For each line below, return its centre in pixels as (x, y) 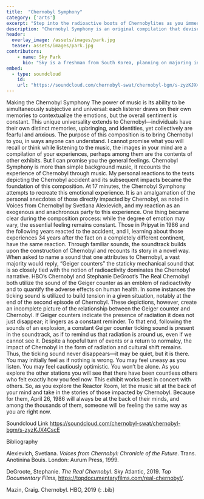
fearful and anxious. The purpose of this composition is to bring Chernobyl (100, 135)
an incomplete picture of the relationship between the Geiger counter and (98, 309)
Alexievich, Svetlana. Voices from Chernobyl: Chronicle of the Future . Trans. (101, 453)
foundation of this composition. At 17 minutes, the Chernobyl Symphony (96, 186)
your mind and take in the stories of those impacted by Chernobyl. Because (101, 392)
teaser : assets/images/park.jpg (53, 46)
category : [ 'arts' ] (31, 18)
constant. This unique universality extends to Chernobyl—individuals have (99, 122)
